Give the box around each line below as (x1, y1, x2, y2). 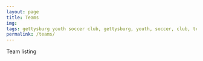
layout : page (6, 8, 39, 15)
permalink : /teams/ (6, 31, 56, 37)
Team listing (6, 48, 37, 55)
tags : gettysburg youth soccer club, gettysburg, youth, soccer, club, (6, 25, 190, 32)
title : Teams (6, 14, 39, 21)
